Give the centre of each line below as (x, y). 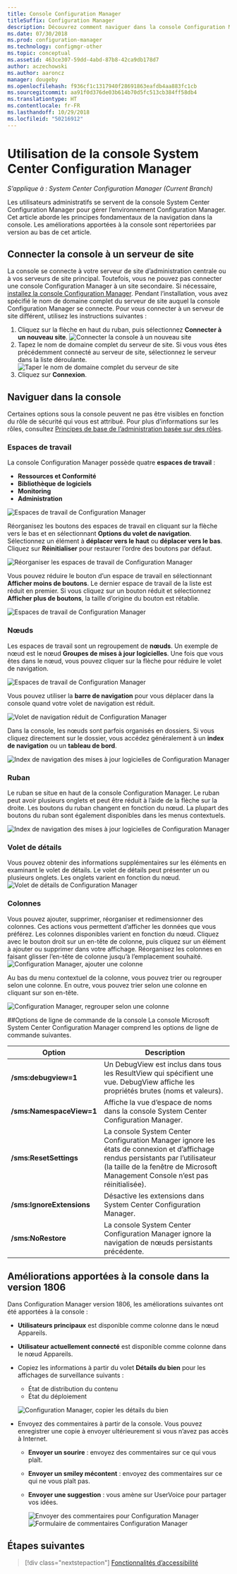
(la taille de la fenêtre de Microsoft (160, 1167)
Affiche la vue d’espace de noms (158, 1102)
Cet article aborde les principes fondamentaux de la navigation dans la (110, 217)
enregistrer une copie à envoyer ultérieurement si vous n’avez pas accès (123, 1431)
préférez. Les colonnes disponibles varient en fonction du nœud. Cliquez (113, 934)
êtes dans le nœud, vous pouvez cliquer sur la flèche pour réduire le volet (115, 661)
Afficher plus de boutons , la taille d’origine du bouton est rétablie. (103, 599)
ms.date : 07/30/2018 (38, 34)
